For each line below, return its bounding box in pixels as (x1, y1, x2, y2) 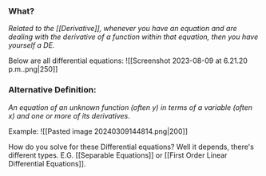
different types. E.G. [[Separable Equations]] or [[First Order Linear (8, 150, 228, 160)
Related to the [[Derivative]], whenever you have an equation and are (8, 24, 237, 33)
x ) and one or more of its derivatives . (8, 111, 130, 120)
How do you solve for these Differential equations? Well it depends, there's (8, 142, 254, 151)
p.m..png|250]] (8, 65, 58, 74)
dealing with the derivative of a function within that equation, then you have (8, 32, 259, 41)
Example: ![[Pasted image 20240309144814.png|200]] (8, 126, 188, 136)
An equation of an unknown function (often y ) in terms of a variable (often (8, 102, 253, 112)
